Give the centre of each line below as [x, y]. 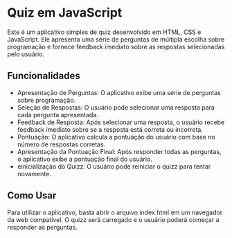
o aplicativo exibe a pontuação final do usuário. [84, 159]
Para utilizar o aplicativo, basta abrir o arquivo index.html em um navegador [115, 212]
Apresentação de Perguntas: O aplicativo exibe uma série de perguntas [119, 92]
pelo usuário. [26, 54]
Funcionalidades [44, 76]
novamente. [34, 173]
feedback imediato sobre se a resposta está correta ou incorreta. [110, 129]
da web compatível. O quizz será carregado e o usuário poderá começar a [113, 219]
